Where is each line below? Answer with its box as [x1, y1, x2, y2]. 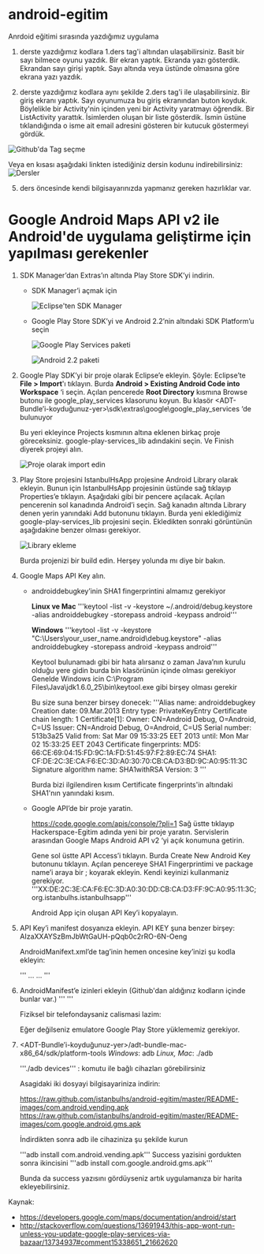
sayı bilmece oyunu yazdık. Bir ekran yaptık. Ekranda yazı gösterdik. [19, 55, 240, 65]
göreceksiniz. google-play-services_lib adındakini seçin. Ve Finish [19, 436, 234, 445]
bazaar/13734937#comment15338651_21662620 [19, 1237, 178, 1247]
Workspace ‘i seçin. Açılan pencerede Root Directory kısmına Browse [19, 387, 248, 396]
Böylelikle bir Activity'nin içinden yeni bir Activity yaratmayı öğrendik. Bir [19, 104, 255, 113]
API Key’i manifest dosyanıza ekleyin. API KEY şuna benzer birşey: [19, 923, 235, 932]
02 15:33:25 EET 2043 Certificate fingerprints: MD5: [31, 739, 201, 749]
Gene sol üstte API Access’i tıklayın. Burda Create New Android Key [31, 850, 251, 860]
